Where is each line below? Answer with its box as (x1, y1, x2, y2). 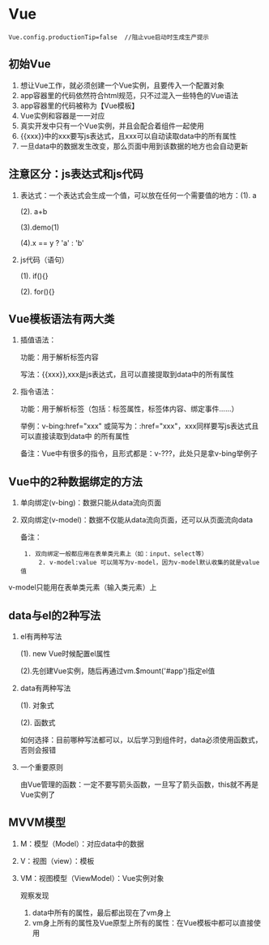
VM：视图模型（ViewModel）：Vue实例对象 (19, 873, 164, 883)
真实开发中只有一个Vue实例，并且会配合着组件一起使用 (19, 121, 204, 131)
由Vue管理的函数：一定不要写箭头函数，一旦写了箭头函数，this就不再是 (19, 780, 259, 789)
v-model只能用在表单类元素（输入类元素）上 (8, 582, 157, 592)
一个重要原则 (19, 762, 63, 771)
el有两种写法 (19, 632, 62, 641)
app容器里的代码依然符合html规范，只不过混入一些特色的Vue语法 (19, 90, 239, 100)
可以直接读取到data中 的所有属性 (19, 432, 130, 441)
